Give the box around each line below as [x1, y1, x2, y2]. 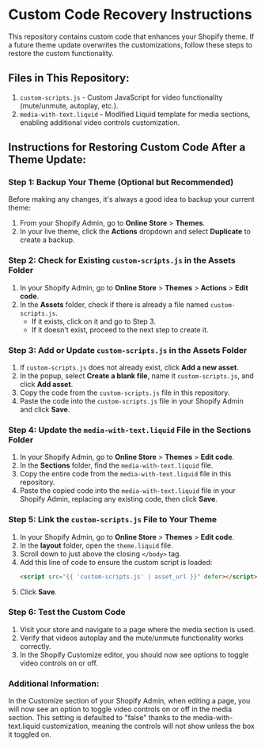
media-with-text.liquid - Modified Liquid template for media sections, [19, 109, 251, 119]
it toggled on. [8, 730, 51, 739]
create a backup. [19, 235, 75, 245]
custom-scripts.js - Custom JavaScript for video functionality [19, 93, 223, 102]
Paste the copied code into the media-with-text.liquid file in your [19, 486, 236, 495]
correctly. [19, 641, 51, 650]
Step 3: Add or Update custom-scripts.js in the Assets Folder [8, 344, 248, 355]
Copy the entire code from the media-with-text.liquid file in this [19, 469, 232, 479]
